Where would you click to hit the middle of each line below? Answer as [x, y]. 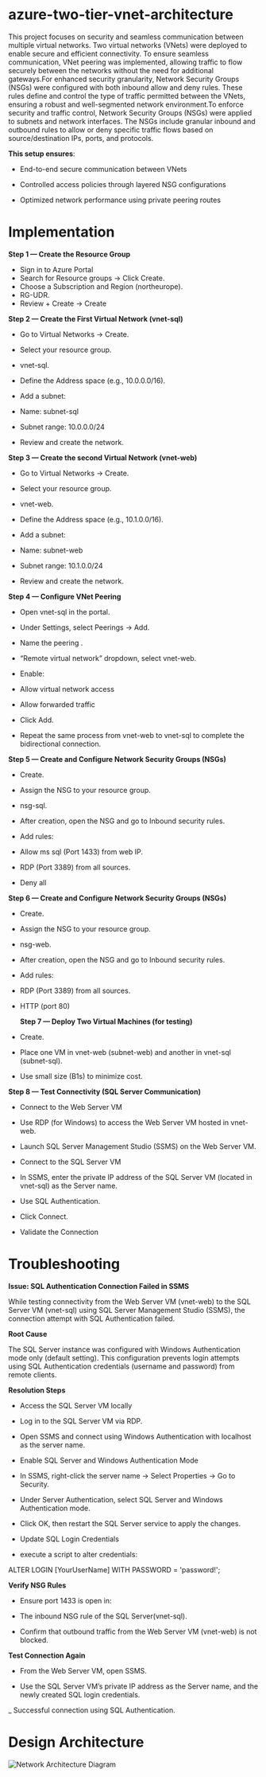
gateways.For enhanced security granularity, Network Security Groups [124, 79]
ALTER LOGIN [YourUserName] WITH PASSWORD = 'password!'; [114, 1569]
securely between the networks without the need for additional [111, 70]
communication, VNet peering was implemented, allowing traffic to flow [125, 62]
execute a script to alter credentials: [78, 1554]
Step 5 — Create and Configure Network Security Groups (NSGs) [117, 759]
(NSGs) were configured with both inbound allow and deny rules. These [125, 87]
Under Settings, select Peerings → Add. [85, 627]
